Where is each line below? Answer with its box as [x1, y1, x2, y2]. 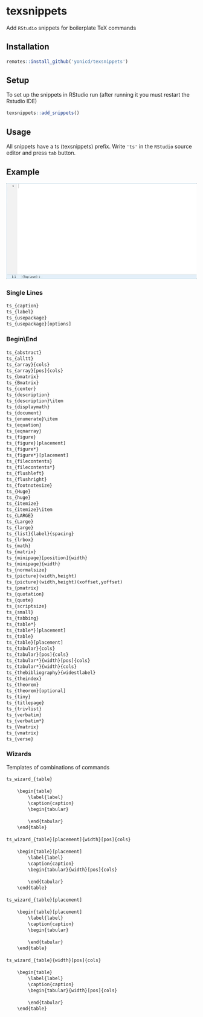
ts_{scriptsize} [6, 603, 47, 609]
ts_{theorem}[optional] [6, 687, 66, 694]
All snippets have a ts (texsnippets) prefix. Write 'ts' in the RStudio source [6, 143, 192, 150]
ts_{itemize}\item [6, 506, 53, 513]
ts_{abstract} [6, 349, 42, 356]
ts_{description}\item [6, 397, 63, 404]
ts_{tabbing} [6, 615, 39, 621]
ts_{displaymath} [6, 403, 50, 410]
